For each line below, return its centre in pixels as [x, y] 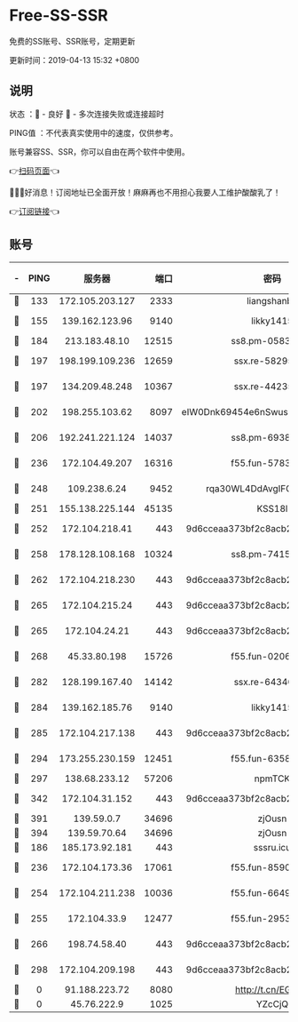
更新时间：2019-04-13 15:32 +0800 [74, 60]
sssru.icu [272, 847]
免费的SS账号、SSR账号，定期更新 [72, 41]
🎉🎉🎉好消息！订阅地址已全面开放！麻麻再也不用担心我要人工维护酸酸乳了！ [145, 192]
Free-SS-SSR [59, 16]
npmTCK [272, 778]
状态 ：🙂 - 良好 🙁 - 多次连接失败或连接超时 [86, 114]
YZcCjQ [272, 1003]
